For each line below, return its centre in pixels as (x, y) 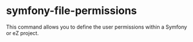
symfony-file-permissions (72, 11)
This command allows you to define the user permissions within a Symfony (97, 27)
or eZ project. (23, 33)
